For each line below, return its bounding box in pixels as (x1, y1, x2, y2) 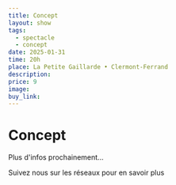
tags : (8, 26, 26, 34)
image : (8, 85, 30, 93)
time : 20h (8, 56, 41, 64)
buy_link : (8, 92, 41, 100)
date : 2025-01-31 (8, 48, 66, 56)
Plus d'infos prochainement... (8, 153, 105, 162)
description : (8, 70, 52, 78)
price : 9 (8, 77, 37, 85)
